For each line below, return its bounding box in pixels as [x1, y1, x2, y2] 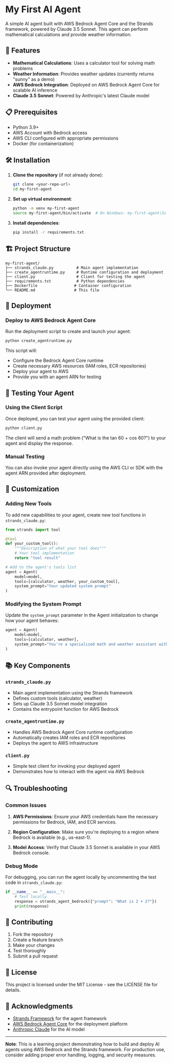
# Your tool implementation [14, 551, 74, 556]
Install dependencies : [12, 220, 60, 226]
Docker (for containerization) [12, 140, 74, 146]
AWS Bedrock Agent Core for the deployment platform [12, 1021, 128, 1027]
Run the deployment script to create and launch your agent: [5, 329, 131, 335]
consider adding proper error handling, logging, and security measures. [5, 1052, 157, 1058]
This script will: [5, 348, 37, 354]
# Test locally [14, 894, 47, 899]
